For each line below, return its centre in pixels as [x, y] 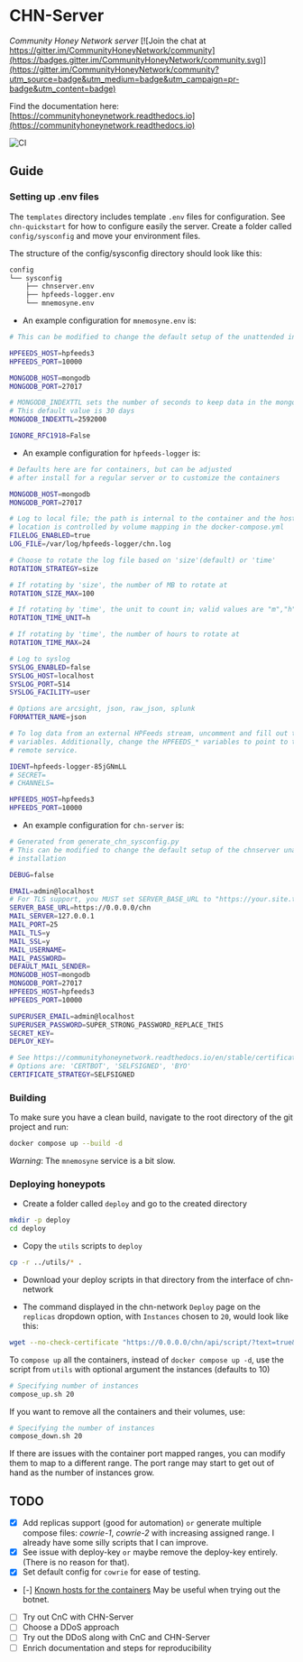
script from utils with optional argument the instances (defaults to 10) [140, 1369]
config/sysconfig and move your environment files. [105, 235]
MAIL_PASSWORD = [38, 958]
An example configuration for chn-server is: [103, 825]
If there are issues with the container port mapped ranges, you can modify [147, 1454]
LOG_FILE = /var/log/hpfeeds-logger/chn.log [90, 544]
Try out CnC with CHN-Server [78, 1617]
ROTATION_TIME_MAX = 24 [50, 642]
